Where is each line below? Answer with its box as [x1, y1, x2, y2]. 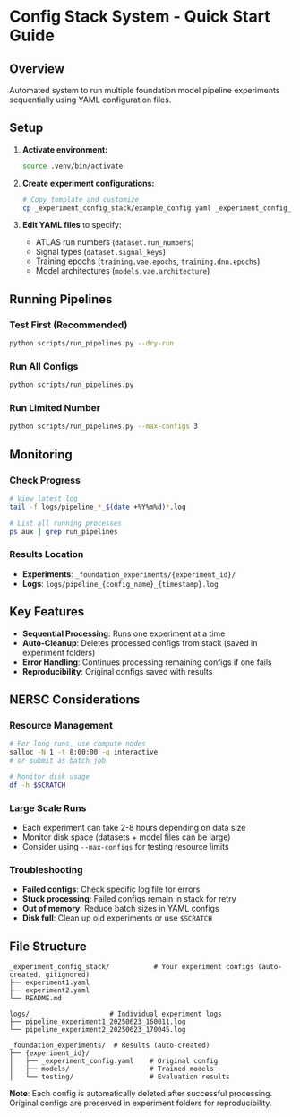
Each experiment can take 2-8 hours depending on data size [21, 823, 246, 833]
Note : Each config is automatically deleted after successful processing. [9, 1088, 273, 1099]
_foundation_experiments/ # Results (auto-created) [9, 1041, 210, 1051]
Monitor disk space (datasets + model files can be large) [21, 832, 231, 842]
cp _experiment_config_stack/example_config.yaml [21, 204, 212, 213]
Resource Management [9, 719, 114, 731]
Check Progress [9, 474, 81, 486]
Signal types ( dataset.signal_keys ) [35, 247, 167, 257]
